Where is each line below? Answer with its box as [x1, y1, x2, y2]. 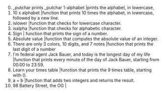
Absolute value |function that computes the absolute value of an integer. [12, 36, 159, 42]
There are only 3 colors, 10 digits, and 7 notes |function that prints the [12, 41, 154, 46]
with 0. [12, 72, 26, 78]
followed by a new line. [12, 15, 59, 21]
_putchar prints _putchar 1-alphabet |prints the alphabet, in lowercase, [12, 5, 154, 10]
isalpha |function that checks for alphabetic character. [12, 25, 122, 31]
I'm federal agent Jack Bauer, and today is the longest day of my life [12, 51, 150, 57]
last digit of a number [12, 46, 56, 52]
